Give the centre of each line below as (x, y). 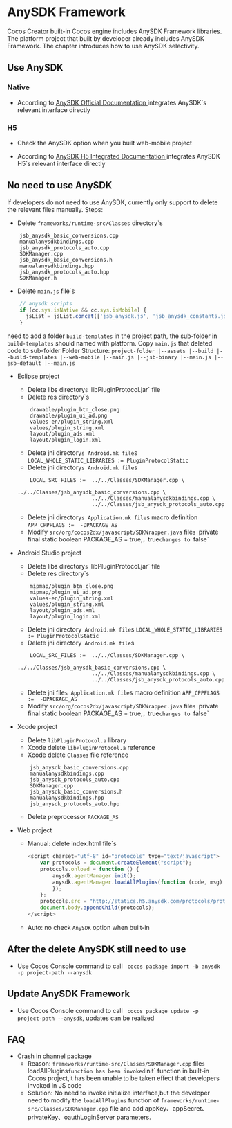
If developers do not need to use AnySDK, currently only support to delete (113, 202)
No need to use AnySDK (60, 185)
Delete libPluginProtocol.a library (77, 740)
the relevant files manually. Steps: (55, 209)
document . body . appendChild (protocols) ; (98, 908)
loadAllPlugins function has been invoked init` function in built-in (118, 1071)
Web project (35, 830)
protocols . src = (64, 902)
